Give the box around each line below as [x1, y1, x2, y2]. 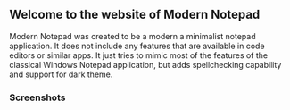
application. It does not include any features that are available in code [9, 40, 265, 51]
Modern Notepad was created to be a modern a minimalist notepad [9, 30, 256, 41]
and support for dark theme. [9, 69, 113, 80]
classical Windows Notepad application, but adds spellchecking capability [9, 59, 282, 70]
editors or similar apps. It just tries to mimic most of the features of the [9, 49, 269, 61]
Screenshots [9, 91, 66, 104]
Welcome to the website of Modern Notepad [9, 7, 261, 22]
